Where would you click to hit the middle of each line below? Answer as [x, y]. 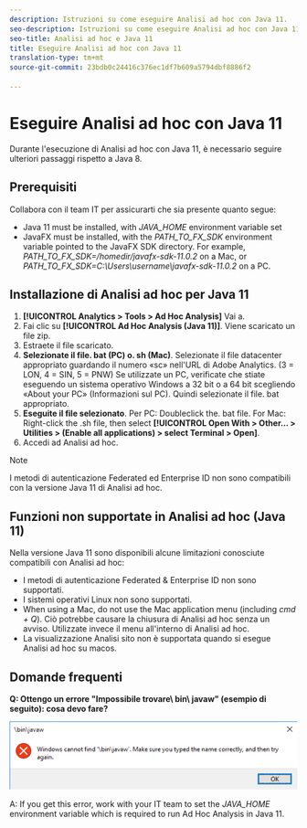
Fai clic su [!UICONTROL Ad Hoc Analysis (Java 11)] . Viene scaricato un [159, 326]
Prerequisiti [43, 187]
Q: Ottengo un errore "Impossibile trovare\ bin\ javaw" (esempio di [138, 699]
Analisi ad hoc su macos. [69, 648]
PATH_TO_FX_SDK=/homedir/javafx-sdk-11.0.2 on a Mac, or [135, 256]
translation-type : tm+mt [57, 58]
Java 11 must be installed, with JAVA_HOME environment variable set [152, 227]
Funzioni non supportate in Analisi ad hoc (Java [148, 516]
